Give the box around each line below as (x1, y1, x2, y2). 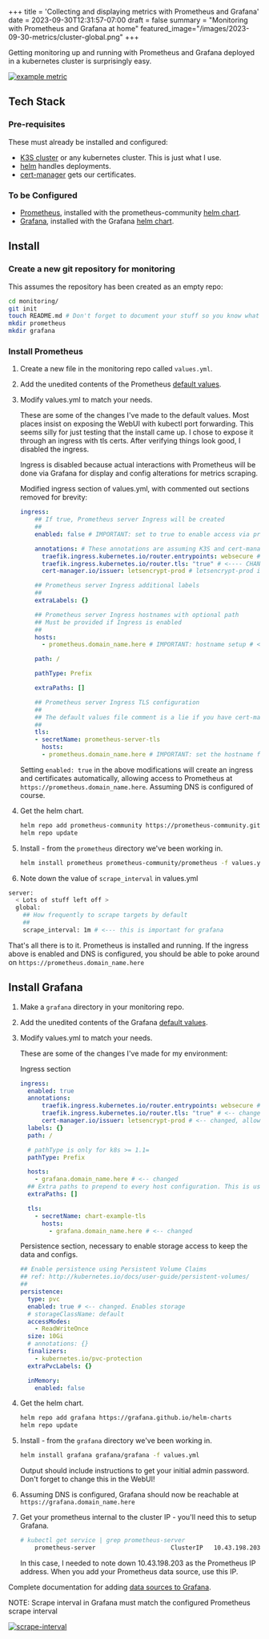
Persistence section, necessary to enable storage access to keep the (19, 1241, 248, 1251)
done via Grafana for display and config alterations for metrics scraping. (19, 468, 259, 479)
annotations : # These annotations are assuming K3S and (34, 544, 225, 553)
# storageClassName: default (27, 1310, 125, 1318)
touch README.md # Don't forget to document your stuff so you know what (8, 312, 260, 320)
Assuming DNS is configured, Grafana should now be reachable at (19, 1490, 239, 1500)
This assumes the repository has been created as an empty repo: (8, 282, 223, 291)
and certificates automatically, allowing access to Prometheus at (19, 773, 233, 783)
